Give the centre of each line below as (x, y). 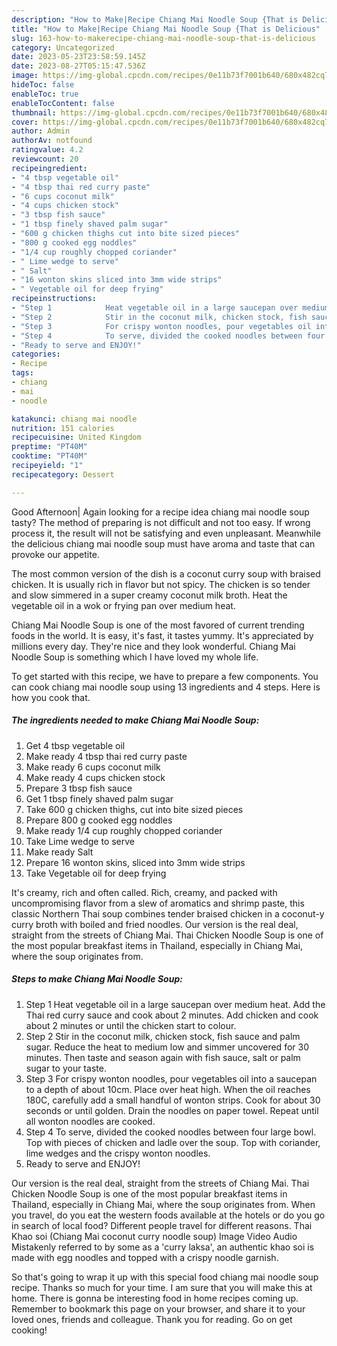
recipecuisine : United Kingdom (76, 437)
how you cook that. (51, 697)
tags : (22, 373)
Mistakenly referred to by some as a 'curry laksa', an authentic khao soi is (163, 1247)
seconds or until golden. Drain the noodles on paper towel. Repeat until (172, 1110)
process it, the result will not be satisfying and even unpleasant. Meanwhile (166, 533)
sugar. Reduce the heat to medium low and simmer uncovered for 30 (167, 1047)
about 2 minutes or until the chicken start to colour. (131, 1025)
